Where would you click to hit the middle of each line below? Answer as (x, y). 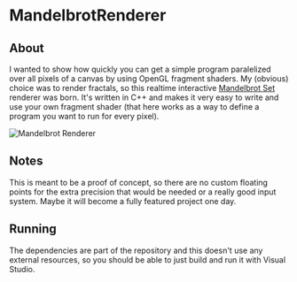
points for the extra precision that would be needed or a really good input (143, 192)
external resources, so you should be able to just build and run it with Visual (148, 259)
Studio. (22, 269)
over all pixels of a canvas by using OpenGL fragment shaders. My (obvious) (149, 79)
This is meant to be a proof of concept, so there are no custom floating (139, 182)
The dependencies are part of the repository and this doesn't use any (136, 250)
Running (33, 229)
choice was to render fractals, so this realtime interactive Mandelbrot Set (142, 88)
